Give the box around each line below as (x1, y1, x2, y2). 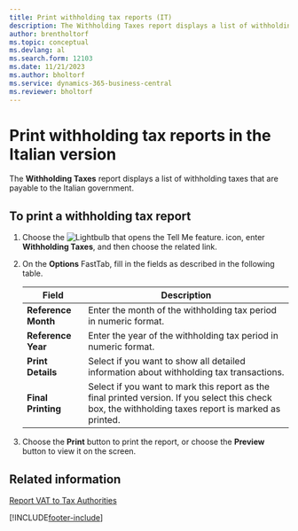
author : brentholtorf (9, 29, 90, 38)
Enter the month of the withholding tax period (88, 304, 278, 316)
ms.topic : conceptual (9, 37, 90, 47)
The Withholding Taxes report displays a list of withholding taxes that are (9, 174, 279, 184)
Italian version (9, 144, 117, 164)
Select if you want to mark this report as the (88, 380, 271, 393)
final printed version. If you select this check (88, 392, 272, 404)
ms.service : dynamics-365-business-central (9, 79, 173, 88)
